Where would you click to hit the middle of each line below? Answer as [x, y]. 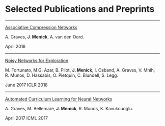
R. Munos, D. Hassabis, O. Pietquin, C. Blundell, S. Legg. [62, 75]
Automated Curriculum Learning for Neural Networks [59, 99]
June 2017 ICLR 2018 [27, 85]
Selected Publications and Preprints [80, 9]
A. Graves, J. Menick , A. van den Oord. [45, 37]
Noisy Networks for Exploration [37, 61]
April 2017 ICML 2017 [27, 118]
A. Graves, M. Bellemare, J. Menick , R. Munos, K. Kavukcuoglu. [69, 108]
